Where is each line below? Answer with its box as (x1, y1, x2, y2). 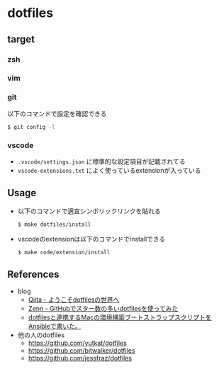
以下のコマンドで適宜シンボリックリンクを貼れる (17, 207, 161, 215)
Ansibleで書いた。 (28, 322, 82, 331)
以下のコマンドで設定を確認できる (7, 109, 107, 118)
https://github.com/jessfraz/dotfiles (28, 354, 133, 363)
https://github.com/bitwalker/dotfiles (28, 346, 136, 355)
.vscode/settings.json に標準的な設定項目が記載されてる (17, 157, 186, 166)
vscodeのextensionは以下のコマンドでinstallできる (17, 234, 166, 243)
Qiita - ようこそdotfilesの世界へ (28, 295, 120, 304)
